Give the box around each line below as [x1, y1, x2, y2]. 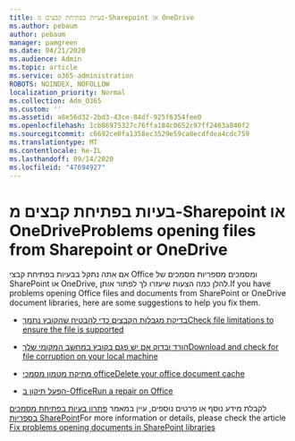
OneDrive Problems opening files [9, 220, 257, 241]
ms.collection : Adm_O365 [9, 96, 102, 106]
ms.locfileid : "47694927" [9, 163, 105, 172]
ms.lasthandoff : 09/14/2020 [9, 154, 114, 164]
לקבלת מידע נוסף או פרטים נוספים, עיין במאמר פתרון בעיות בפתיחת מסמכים [9, 403, 267, 414]
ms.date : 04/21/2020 [9, 47, 87, 55]
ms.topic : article [9, 64, 78, 72]
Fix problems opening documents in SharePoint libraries [9, 422, 216, 433]
